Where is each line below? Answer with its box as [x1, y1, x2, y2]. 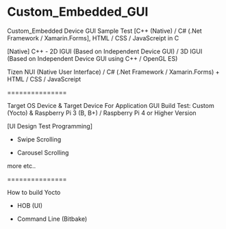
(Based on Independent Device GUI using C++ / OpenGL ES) [7, 54, 178, 62]
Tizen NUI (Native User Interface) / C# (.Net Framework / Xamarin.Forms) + [7, 68, 220, 76]
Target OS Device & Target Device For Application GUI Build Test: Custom [7, 101, 214, 109]
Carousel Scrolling [16, 148, 69, 157]
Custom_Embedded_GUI [7, 4, 149, 20]
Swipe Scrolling [16, 135, 62, 144]
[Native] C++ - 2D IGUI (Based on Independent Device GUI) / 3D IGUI [7, 47, 203, 55]
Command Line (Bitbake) [16, 215, 88, 223]
